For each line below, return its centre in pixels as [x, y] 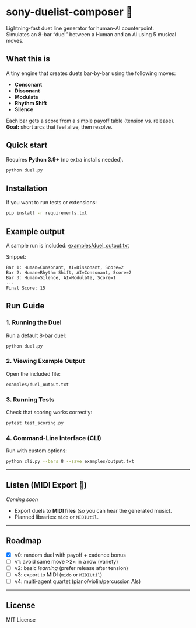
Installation [27, 188]
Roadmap [24, 541]
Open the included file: [34, 373]
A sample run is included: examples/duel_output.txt [68, 245]
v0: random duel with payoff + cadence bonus [70, 555]
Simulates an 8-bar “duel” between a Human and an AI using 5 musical [91, 34]
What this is [28, 59]
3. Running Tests [30, 399]
